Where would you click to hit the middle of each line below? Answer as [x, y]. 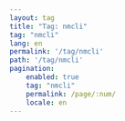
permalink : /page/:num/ [71, 94]
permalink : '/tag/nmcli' [57, 52]
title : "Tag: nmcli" [49, 26]
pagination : [32, 69]
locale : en [47, 102]
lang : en [26, 43]
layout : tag [32, 18]
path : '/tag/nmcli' [47, 60]
